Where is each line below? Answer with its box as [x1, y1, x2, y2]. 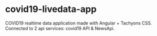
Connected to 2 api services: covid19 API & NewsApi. [5, 25, 115, 31]
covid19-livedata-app [5, 3, 96, 15]
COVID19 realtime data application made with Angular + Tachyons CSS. [5, 20, 152, 26]
